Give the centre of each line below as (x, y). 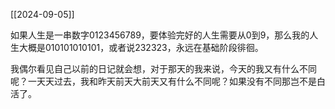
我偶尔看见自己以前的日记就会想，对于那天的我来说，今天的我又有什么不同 (163, 68)
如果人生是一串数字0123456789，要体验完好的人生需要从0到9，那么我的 (160, 35)
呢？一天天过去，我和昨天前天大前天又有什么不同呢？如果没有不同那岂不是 (163, 81)
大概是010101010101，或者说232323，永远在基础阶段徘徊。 (141, 47)
